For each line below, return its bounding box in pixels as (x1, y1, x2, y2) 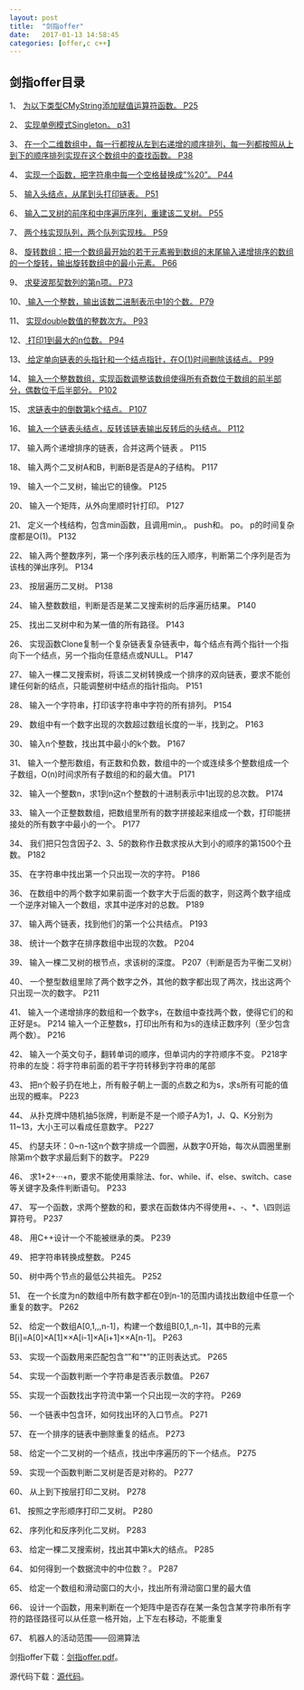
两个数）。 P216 (9, 1030, 66, 1041)
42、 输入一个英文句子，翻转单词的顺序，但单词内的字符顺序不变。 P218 (9, 1049, 280, 1060)
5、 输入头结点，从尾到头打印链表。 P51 (9, 189, 159, 199)
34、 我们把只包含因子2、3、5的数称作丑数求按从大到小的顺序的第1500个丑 (9, 838, 292, 849)
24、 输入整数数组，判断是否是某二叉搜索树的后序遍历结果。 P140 (9, 600, 256, 611)
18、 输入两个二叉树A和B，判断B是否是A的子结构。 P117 (9, 461, 219, 472)
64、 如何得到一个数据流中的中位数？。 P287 (9, 1563, 178, 1574)
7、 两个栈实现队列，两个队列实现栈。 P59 (9, 228, 168, 238)
